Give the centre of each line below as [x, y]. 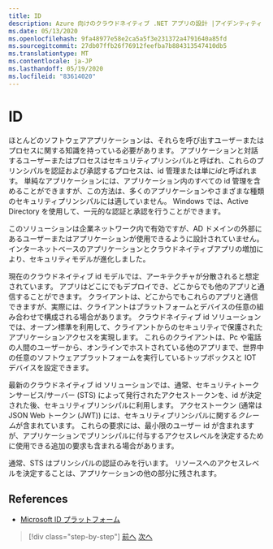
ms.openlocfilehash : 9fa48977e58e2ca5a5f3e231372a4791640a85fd [118, 39]
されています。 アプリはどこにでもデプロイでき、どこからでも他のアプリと [133, 286]
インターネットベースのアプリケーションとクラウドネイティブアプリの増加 [132, 249]
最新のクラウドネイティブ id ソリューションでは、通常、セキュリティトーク [134, 385]
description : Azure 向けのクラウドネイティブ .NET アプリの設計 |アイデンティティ [135, 24]
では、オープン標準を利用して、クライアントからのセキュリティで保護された [136, 326]
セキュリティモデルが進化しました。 [90, 259]
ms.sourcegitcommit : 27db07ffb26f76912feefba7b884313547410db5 [118, 46]
